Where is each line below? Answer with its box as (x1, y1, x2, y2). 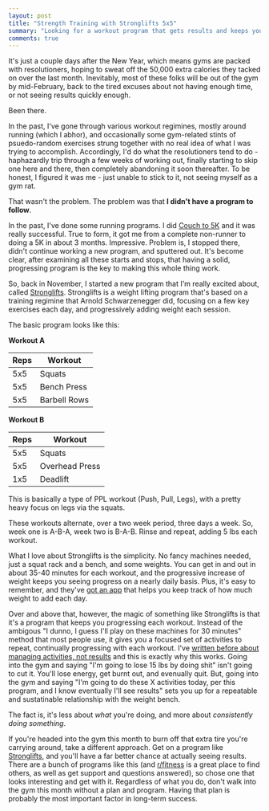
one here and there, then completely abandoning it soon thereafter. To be (8, 164, 251, 173)
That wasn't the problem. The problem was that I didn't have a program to (8, 197, 254, 206)
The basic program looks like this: (8, 320, 120, 330)
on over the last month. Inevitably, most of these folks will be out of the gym (8, 73, 259, 83)
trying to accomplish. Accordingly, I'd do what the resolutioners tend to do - (8, 147, 259, 157)
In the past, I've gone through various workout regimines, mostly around (8, 121, 247, 131)
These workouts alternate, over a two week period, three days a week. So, (8, 519, 254, 528)
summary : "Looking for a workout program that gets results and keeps (8, 26, 249, 35)
